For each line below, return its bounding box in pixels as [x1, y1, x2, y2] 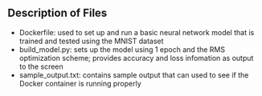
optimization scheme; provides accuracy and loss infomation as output [18, 53, 254, 62]
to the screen [18, 62, 63, 71]
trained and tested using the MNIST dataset [18, 36, 164, 46]
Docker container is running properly [18, 78, 141, 88]
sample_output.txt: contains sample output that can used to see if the [18, 70, 249, 79]
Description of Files [7, 6, 108, 20]
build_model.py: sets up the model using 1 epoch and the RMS [18, 44, 226, 54]
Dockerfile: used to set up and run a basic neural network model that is [18, 27, 255, 37]
